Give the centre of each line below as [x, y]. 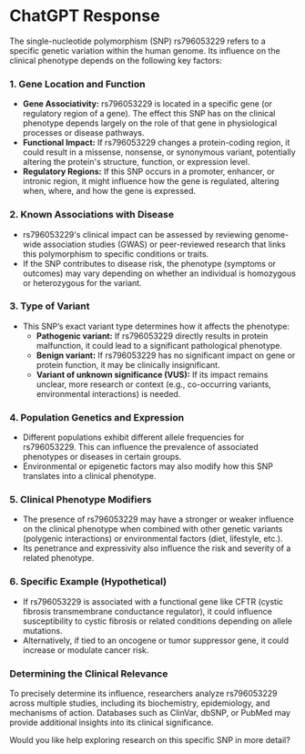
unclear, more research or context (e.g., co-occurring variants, [153, 384]
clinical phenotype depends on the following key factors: [116, 60]
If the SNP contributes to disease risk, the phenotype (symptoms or [149, 263]
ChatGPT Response [85, 16]
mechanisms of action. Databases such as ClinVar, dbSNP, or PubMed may [150, 713]
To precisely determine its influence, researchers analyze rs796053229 [143, 694]
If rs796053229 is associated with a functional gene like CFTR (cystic [153, 601]
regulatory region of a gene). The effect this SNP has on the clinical [149, 114]
